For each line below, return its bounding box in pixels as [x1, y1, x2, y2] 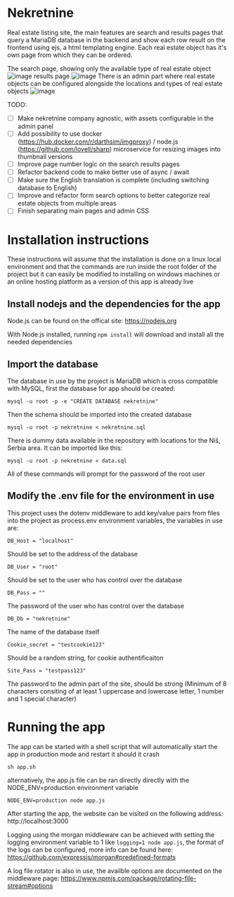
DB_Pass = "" [7, 589, 46, 596]
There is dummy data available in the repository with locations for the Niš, [7, 436, 221, 444]
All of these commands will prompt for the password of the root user [7, 470, 206, 478]
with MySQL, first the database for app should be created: [7, 384, 176, 392]
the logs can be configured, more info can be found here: [7, 845, 174, 853]
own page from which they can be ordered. [7, 51, 133, 59]
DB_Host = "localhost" [7, 537, 74, 544]
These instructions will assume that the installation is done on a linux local [7, 255, 221, 263]
